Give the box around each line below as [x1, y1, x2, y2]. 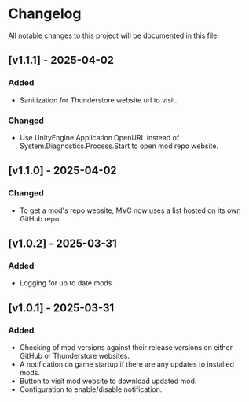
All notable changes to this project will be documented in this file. [8, 31, 220, 40]
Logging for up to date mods [19, 278, 112, 288]
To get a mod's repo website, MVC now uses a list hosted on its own [19, 206, 241, 215]
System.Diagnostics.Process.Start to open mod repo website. [19, 141, 218, 151]
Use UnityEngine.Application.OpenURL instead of [19, 132, 180, 142]
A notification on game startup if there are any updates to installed [19, 359, 234, 369]
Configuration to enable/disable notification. [19, 384, 163, 394]
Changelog [8, 5, 82, 23]
